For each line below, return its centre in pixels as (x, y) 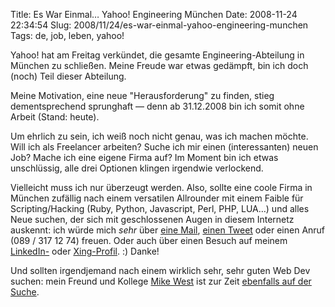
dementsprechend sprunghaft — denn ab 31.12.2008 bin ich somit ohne (157, 106)
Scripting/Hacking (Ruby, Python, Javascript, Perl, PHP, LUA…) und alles (160, 208)
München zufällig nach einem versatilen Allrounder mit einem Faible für (157, 198)
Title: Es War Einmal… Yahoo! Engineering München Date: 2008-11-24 (154, 14)
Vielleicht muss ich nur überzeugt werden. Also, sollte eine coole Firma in (161, 187)
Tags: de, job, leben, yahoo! (67, 35)
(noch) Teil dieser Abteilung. (68, 76)
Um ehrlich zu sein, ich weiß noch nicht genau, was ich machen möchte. (159, 136)
